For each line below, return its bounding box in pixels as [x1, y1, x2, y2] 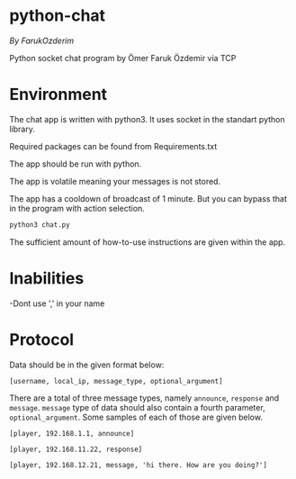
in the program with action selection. [9, 203, 146, 213]
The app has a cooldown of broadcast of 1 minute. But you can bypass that [9, 193, 288, 203]
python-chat [9, 5, 106, 26]
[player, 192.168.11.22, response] [9, 445, 143, 454]
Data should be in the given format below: [9, 359, 165, 370]
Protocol [9, 330, 75, 349]
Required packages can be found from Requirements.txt [9, 140, 218, 151]
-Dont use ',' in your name [9, 298, 105, 309]
